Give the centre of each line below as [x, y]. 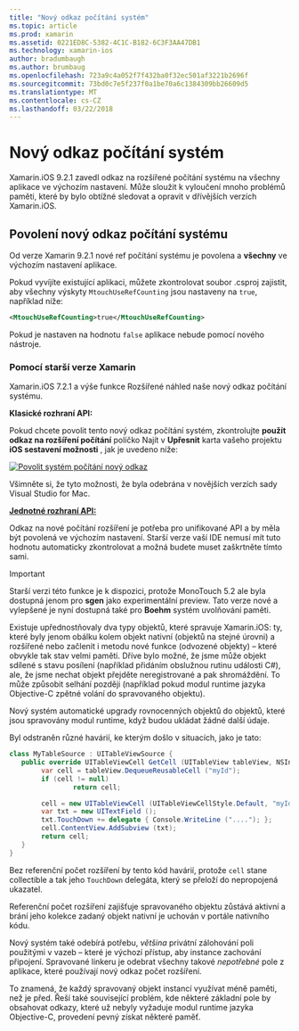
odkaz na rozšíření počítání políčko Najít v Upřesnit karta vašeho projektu [145, 440]
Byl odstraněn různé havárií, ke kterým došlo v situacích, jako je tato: [135, 738]
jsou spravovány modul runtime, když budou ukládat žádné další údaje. [139, 721]
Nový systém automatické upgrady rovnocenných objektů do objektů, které [147, 711]
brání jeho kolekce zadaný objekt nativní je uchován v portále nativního [139, 916]
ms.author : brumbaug [48, 68]
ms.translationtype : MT [53, 92]
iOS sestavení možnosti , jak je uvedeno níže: [93, 450]
